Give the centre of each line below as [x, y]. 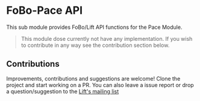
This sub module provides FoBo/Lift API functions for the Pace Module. [94, 27]
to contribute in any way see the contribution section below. [95, 45]
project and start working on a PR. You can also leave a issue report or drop [100, 85]
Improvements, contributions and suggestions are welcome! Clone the [93, 78]
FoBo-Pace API [45, 11]
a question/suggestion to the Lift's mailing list [63, 91]
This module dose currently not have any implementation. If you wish [107, 38]
